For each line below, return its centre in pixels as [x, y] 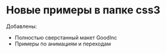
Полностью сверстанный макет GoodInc [66, 37]
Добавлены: [22, 26]
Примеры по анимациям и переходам [63, 44]
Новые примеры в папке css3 [83, 10]
